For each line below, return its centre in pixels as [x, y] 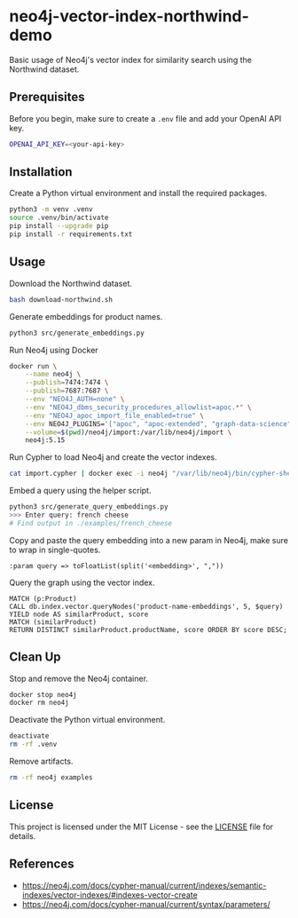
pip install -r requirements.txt [71, 234]
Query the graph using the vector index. [82, 582]
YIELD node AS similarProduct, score [79, 614]
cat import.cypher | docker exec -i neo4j [89, 474]
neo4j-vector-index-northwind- [129, 16]
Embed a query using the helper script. [80, 491]
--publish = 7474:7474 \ [67, 383]
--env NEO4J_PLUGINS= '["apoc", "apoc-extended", [117, 423]
